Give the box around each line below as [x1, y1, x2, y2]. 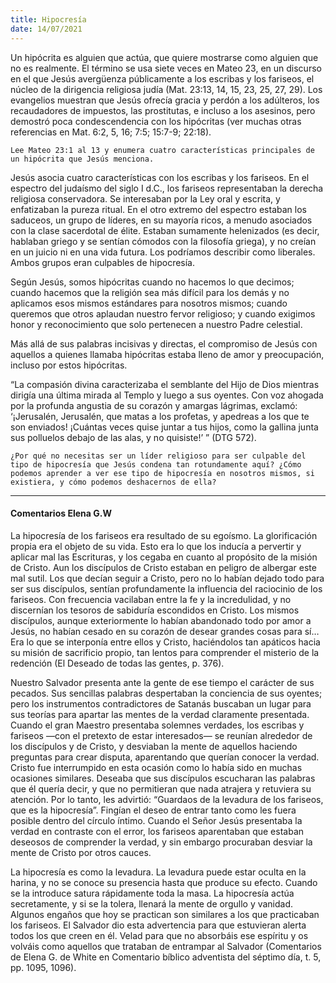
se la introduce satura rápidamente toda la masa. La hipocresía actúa [10, 887, 295, 899]
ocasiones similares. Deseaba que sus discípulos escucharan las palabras [10, 772, 316, 784]
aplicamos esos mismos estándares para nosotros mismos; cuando [10, 297, 288, 309]
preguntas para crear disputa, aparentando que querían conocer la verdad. [10, 751, 320, 763]
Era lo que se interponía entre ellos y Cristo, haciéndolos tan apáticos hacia [10, 636, 321, 648]
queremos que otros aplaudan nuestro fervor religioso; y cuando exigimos [10, 307, 316, 320]
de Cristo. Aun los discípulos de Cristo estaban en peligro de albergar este [10, 561, 317, 573]
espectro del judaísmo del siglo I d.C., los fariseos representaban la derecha [10, 182, 324, 194]
